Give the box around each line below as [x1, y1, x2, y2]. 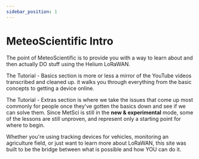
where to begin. [6, 121, 45, 129]
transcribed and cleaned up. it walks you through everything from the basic [6, 78, 192, 85]
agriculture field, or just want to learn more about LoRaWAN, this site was [6, 139, 186, 146]
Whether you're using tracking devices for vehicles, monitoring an [6, 133, 169, 140]
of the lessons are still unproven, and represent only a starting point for [6, 115, 181, 122]
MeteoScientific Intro [6, 34, 114, 48]
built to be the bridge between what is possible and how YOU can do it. [6, 145, 182, 152]
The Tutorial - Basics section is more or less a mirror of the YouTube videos [6, 72, 192, 79]
